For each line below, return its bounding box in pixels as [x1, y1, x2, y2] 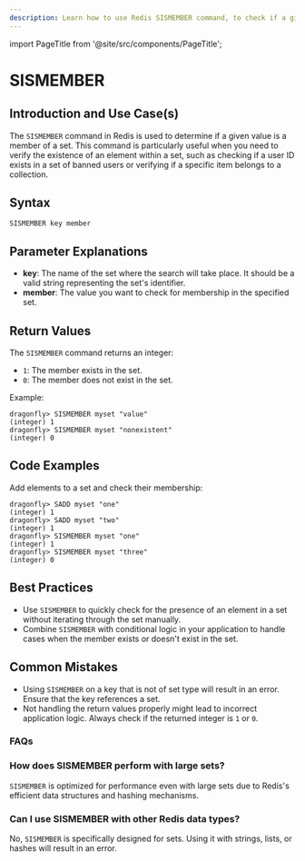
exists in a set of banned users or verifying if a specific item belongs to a [9, 159, 281, 170]
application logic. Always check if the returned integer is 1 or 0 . [22, 712, 259, 723]
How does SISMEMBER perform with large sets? [9, 759, 225, 772]
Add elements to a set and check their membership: [9, 482, 203, 493]
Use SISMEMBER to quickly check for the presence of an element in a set [22, 604, 288, 615]
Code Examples [9, 458, 100, 473]
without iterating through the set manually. [22, 614, 182, 625]
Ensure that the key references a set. [22, 693, 161, 704]
